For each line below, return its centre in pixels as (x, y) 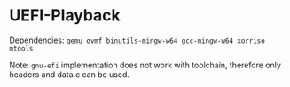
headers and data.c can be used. (70, 74)
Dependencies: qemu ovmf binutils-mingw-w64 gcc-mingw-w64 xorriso (137, 40)
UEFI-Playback (65, 16)
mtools (21, 48)
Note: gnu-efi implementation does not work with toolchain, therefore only (145, 65)
